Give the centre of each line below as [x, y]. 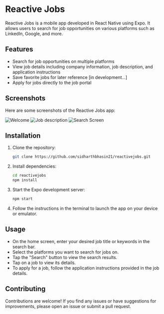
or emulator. [25, 214]
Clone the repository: [34, 148]
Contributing [25, 289]
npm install [25, 180]
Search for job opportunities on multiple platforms [63, 61]
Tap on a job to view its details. [44, 263]
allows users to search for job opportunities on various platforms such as [80, 28]
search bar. [24, 247]
